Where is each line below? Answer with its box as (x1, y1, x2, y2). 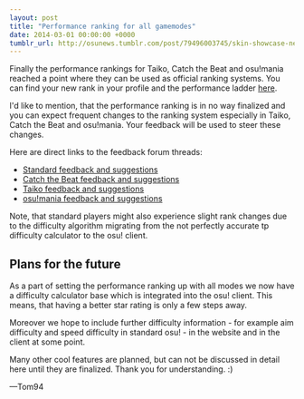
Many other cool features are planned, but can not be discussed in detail (9, 355, 280, 365)
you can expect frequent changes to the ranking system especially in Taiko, (9, 110, 291, 121)
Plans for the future (9, 256, 121, 272)
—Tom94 (9, 382, 44, 393)
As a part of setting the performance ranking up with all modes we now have (9, 280, 295, 291)
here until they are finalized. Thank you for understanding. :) (9, 364, 233, 375)
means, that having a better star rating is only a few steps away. (9, 300, 247, 311)
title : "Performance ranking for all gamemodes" (9, 22, 196, 31)
